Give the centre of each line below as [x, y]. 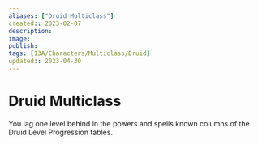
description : [30, 31]
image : [19, 38]
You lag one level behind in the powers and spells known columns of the [129, 123]
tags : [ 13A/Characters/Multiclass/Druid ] [80, 53]
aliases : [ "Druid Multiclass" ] [61, 16]
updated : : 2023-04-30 [45, 62]
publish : [23, 46]
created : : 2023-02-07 [45, 23]
